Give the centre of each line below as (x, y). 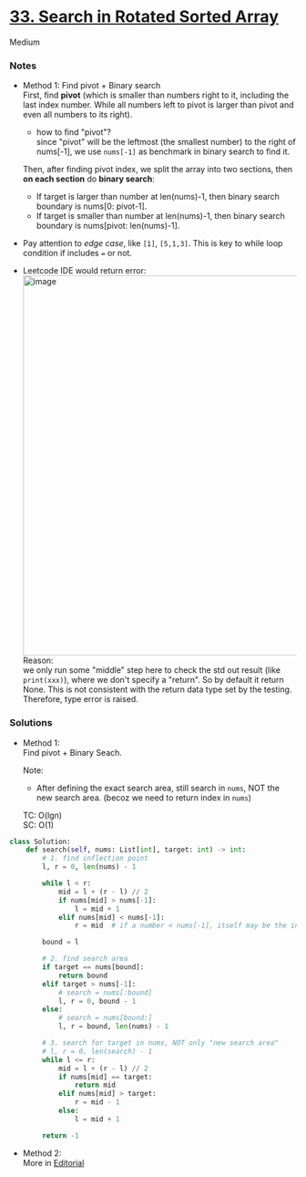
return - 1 (61, 1136)
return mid (95, 1085)
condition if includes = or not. (77, 253)
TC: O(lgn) (42, 815)
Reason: (38, 661)
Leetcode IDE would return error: (84, 271)
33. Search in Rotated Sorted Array (144, 17)
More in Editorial (53, 1162)
